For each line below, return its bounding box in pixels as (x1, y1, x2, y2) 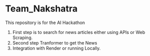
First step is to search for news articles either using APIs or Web (12, 29, 145, 35)
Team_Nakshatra (5, 3, 78, 14)
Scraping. (12, 34, 33, 40)
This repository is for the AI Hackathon (5, 19, 85, 25)
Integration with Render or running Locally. (12, 45, 101, 51)
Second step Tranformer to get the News (12, 39, 97, 45)
